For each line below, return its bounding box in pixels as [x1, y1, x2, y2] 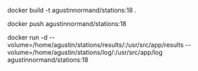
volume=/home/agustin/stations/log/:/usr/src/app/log [7, 49, 163, 56]
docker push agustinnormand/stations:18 [7, 20, 127, 27]
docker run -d [7, 33, 48, 41]
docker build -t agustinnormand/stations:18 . [7, 6, 136, 14]
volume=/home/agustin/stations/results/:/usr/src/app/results [7, 41, 184, 49]
